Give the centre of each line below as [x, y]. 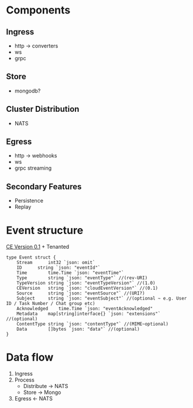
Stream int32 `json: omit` [56, 263]
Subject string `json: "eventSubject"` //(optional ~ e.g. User [102, 299]
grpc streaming [33, 168]
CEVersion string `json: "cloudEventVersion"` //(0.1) [87, 288]
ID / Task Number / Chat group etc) [51, 304]
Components [38, 10]
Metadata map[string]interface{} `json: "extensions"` [89, 314]
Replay [23, 207]
